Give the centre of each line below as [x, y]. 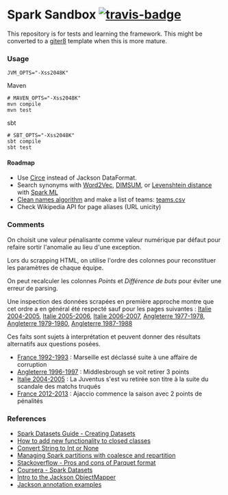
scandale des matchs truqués [59, 386]
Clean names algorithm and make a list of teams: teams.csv [101, 200]
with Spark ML [37, 193]
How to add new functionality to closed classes [84, 441]
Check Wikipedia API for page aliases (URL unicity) [89, 207]
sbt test [20, 147]
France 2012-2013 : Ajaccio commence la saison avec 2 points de [110, 394]
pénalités [30, 400]
